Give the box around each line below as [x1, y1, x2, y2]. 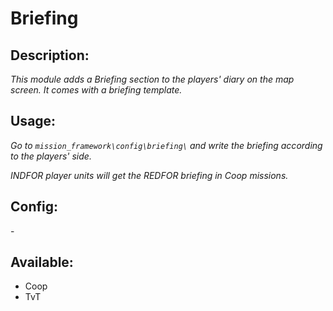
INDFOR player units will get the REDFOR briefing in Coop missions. [10, 169, 289, 181]
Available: [10, 254, 74, 271]
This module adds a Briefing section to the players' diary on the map [10, 73, 295, 85]
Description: [10, 47, 90, 64]
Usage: [10, 113, 57, 130]
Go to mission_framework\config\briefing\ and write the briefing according [10, 139, 323, 151]
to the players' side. [10, 150, 92, 162]
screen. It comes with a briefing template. [10, 84, 183, 96]
